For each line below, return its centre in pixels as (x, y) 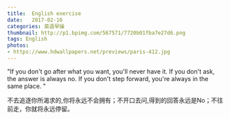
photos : (18, 45)
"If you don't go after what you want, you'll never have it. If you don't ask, (111, 71)
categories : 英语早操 (36, 26)
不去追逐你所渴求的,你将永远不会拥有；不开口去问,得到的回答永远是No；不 (112, 100)
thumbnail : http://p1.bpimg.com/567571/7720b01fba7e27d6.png (96, 33)
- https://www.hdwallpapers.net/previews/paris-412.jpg (89, 52)
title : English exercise (44, 13)
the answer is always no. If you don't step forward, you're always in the (108, 78)
